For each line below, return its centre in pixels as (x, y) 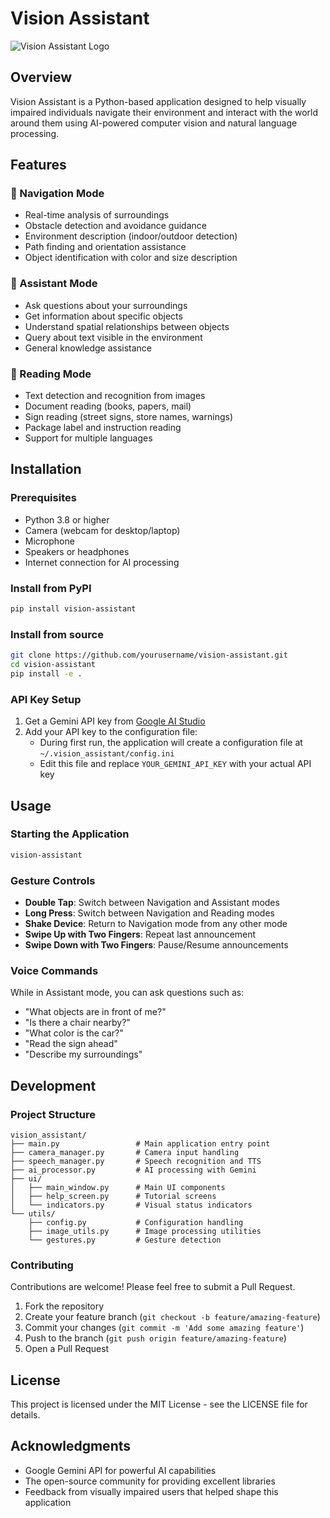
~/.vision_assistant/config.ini (107, 754)
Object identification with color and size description (131, 258)
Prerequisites (43, 498)
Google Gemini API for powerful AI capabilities (120, 1470)
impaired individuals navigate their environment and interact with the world (164, 112)
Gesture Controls (53, 880)
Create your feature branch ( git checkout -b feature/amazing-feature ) (172, 1317)
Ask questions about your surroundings (106, 305)
